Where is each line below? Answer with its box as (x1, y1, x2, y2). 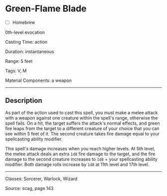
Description (5, 96, 42, 105)
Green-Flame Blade (5, 3, 87, 14)
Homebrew (12, 19, 35, 25)
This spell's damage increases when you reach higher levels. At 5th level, (5, 145, 156, 151)
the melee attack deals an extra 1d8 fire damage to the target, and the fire (5, 151, 156, 157)
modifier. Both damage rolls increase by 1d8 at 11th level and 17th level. (5, 161, 150, 167)
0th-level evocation (5, 29, 45, 35)
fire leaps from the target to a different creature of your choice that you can (5, 125, 160, 131)
